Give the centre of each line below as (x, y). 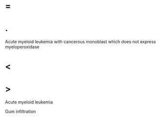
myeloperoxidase (22, 47)
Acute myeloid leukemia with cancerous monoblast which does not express (80, 42)
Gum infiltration (21, 112)
